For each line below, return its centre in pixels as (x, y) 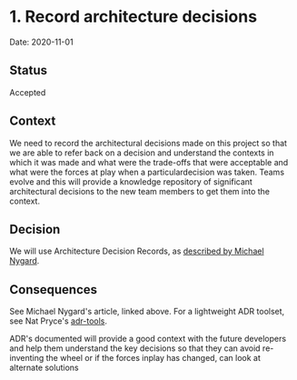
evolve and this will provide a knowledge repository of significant (131, 181)
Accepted (28, 92)
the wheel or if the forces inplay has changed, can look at (153, 358)
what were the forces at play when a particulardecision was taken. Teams (147, 172)
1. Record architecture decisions (133, 17)
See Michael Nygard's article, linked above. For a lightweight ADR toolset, (147, 312)
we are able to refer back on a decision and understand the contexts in (142, 153)
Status (29, 70)
